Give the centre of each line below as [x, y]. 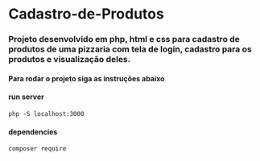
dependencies [33, 132]
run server [26, 97]
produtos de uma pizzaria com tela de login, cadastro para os [130, 49]
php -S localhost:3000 [46, 114]
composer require [37, 149]
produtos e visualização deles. [70, 60]
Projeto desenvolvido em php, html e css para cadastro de [124, 39]
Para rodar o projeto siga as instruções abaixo [87, 78]
